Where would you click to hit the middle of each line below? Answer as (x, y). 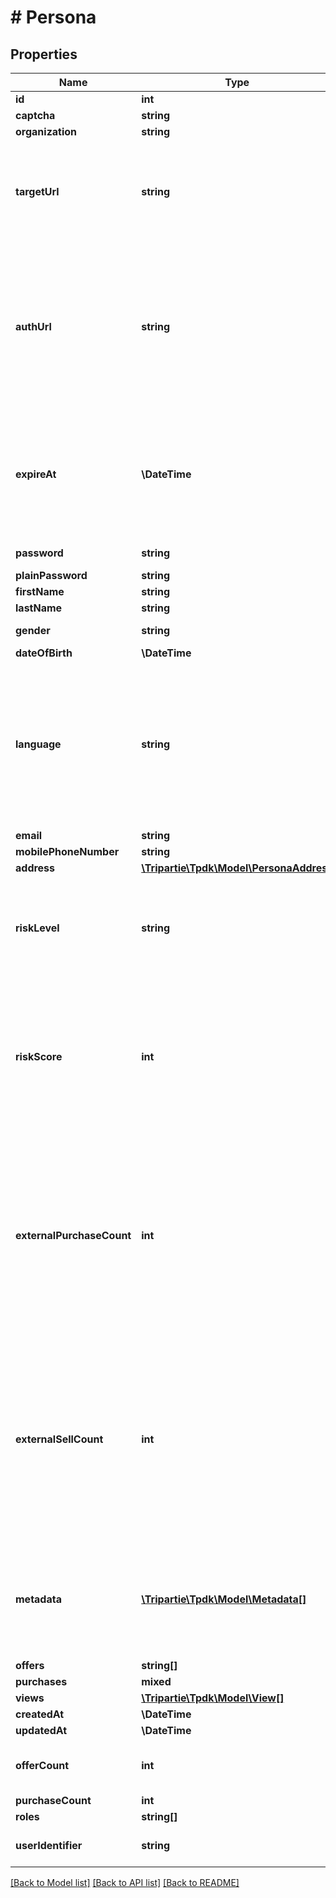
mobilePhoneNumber (67, 851)
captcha (35, 115)
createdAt (40, 1714)
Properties (44, 54)
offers (30, 1665)
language (38, 744)
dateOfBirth (44, 653)
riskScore (39, 1056)
